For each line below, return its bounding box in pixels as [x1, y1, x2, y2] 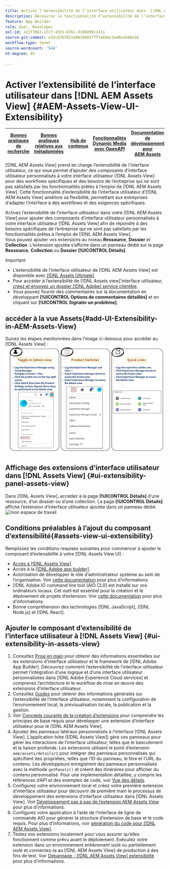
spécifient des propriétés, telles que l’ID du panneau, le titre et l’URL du [12, 756, 161, 762]
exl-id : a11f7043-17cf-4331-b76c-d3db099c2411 [5, 29, 105, 35]
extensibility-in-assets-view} [5, 640, 100, 648]
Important [5, 257, 26, 264]
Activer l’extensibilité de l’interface [5, 79, 156, 90]
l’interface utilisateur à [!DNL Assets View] [5, 632, 143, 640]
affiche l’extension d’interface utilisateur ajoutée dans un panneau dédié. [5, 503, 157, 510]
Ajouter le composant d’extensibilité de [5, 624, 132, 632]
